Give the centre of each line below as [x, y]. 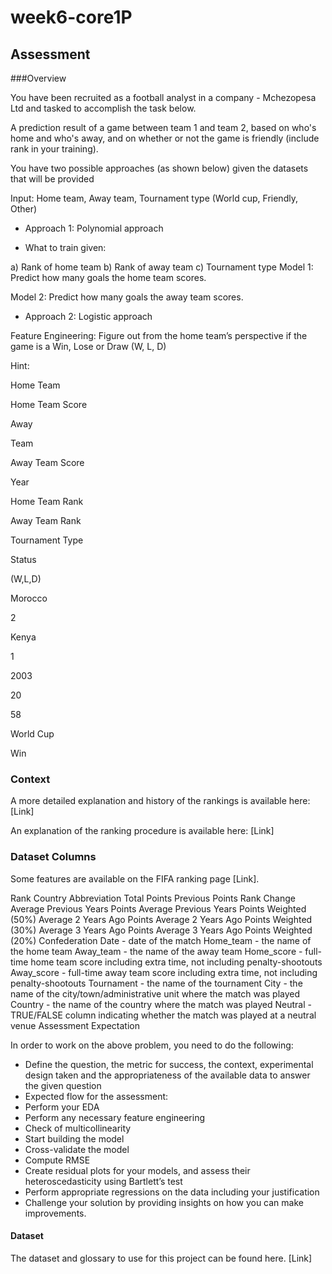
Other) [24, 209]
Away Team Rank [46, 520]
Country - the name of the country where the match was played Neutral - [161, 1004]
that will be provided [52, 179]
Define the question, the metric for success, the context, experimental [169, 1064]
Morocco [29, 598]
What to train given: [65, 247]
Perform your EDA [62, 1107]
